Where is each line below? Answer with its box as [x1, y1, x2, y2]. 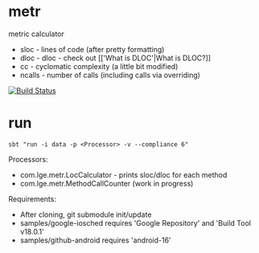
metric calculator [8, 29, 64, 39]
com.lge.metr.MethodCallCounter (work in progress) [19, 178, 194, 188]
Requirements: [8, 194, 56, 203]
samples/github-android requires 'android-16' [19, 235, 171, 245]
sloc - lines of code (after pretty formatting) [19, 44, 165, 54]
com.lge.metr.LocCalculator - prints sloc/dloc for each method [19, 169, 228, 179]
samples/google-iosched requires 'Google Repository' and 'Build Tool [19, 218, 252, 227]
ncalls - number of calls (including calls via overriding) [19, 70, 201, 80]
